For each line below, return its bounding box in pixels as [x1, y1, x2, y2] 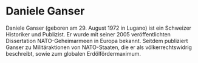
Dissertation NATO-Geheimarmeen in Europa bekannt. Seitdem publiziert [5, 37, 188, 44]
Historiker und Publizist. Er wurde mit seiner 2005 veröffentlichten [5, 30, 171, 38]
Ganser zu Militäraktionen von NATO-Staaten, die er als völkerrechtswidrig [5, 44, 193, 51]
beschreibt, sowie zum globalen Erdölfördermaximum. [5, 50, 141, 57]
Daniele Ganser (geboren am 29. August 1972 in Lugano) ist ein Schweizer [5, 24, 192, 31]
